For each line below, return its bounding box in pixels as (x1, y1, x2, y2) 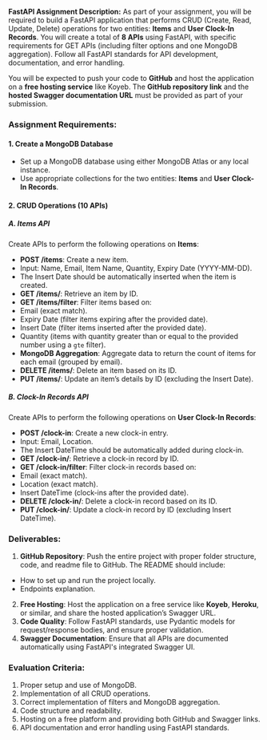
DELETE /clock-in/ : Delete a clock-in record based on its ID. (19, 496, 217, 506)
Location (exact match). (19, 479, 98, 488)
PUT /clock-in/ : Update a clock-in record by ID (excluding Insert (19, 504, 232, 514)
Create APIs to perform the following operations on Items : (8, 239, 200, 249)
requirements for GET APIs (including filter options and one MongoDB (8, 41, 238, 51)
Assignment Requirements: (8, 119, 118, 130)
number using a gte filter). (19, 340, 106, 350)
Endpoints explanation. (19, 584, 96, 593)
